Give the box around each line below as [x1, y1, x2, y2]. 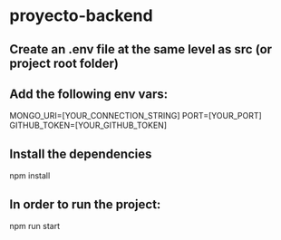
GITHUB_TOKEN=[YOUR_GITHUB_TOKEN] [9, 120, 168, 131]
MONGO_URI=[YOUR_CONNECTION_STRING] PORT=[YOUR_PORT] [9, 110, 263, 121]
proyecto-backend [9, 5, 153, 26]
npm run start [9, 221, 61, 232]
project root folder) [9, 55, 120, 71]
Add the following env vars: [9, 86, 169, 101]
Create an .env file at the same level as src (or [9, 42, 273, 57]
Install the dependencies [9, 146, 152, 161]
